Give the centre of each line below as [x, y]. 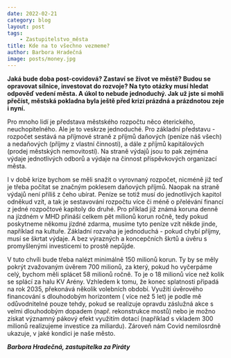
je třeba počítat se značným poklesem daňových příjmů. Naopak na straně [113, 187]
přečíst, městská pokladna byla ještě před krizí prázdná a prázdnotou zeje [116, 101]
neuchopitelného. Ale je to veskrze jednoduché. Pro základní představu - [111, 129]
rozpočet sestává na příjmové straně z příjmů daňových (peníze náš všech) [114, 136]
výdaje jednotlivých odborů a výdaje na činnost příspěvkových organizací [112, 158]
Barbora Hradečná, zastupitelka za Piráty [69, 347]
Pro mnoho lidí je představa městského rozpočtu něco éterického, [101, 122]
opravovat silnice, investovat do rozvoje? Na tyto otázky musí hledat [108, 86]
